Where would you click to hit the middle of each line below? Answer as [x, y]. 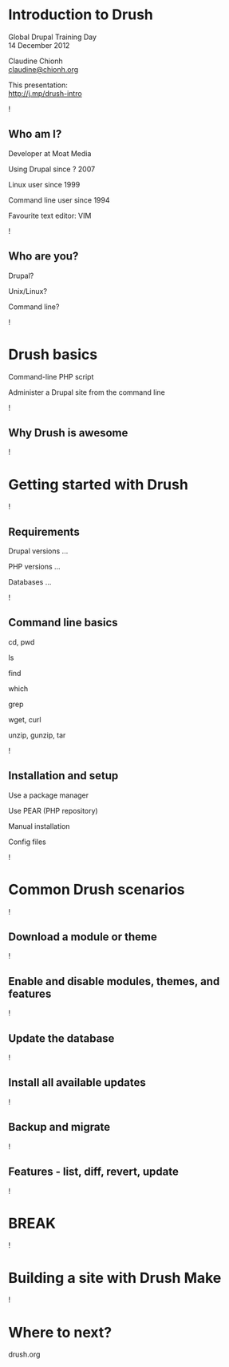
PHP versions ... [35, 567]
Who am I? [35, 134]
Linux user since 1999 [44, 184]
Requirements [44, 531]
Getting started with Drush [99, 484]
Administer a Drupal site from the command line [87, 392]
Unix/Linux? [28, 291]
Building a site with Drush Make [115, 1278]
